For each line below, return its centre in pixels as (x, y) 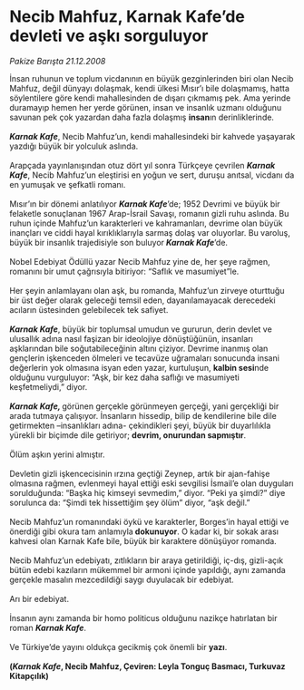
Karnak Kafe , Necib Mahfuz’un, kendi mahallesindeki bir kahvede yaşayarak (152, 136)
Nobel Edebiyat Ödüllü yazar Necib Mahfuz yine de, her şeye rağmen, (140, 261)
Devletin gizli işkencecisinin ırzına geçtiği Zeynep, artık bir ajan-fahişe (140, 473)
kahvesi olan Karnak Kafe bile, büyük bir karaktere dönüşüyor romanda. (143, 540)
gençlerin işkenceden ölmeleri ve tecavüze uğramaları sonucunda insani (144, 358)
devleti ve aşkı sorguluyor (109, 36)
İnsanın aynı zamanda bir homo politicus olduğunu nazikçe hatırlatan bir (143, 617)
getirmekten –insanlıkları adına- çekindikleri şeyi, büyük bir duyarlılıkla (140, 425)
